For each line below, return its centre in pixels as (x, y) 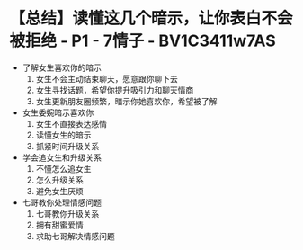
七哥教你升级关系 (67, 213)
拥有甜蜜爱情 (59, 225)
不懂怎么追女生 (63, 168)
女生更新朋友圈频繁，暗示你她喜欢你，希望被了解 (126, 101)
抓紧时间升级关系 (67, 146)
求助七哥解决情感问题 (75, 236)
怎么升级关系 (59, 180)
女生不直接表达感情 (71, 123)
